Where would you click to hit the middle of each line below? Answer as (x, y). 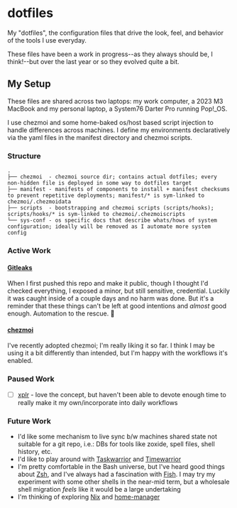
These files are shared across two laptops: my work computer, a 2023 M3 (115, 101)
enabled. (20, 361)
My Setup (29, 84)
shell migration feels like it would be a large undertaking (99, 490)
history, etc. (35, 452)
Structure (24, 156)
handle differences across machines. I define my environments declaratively (119, 130)
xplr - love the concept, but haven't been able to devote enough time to (122, 394)
